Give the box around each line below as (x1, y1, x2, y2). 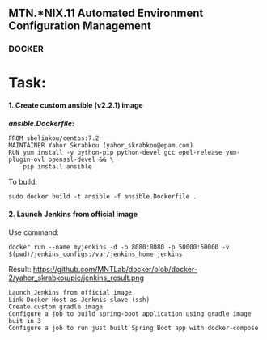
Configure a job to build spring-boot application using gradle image (8, 309, 252, 318)
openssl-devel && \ (48, 155, 114, 164)
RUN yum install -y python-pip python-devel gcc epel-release (8, 148, 222, 156)
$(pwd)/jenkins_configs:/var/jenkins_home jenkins (8, 250, 183, 258)
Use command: (8, 227, 59, 237)
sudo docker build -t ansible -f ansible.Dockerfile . (8, 192, 197, 201)
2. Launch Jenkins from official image (8, 210, 138, 219)
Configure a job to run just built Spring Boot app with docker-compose (8, 324, 259, 332)
